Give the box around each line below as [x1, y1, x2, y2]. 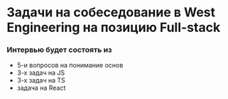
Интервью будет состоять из [6, 45, 112, 55]
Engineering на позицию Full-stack [6, 19, 221, 36]
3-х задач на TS [16, 76, 65, 85]
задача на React [16, 83, 66, 93]
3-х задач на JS [16, 68, 65, 77]
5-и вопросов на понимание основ [16, 61, 124, 70]
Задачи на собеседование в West [6, 4, 216, 21]
